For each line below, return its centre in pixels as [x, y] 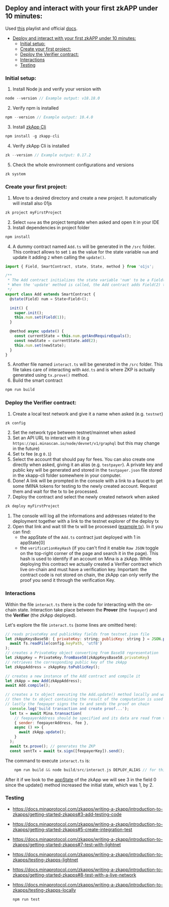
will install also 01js [32, 203]
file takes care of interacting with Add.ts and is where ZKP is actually [84, 370]
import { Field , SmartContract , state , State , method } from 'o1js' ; [80, 266]
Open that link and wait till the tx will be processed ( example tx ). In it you [88, 527]
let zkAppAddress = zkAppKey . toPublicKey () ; [53, 667]
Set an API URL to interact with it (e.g [51, 438]
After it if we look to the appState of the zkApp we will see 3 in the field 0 [81, 779]
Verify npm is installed [35, 108]
